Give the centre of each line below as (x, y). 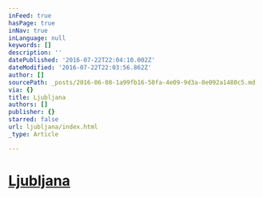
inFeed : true (30, 16)
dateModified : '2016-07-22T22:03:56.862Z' (80, 68)
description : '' (35, 53)
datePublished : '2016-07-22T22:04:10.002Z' (82, 61)
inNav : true (28, 30)
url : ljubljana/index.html (53, 127)
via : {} (21, 90)
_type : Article (34, 134)
